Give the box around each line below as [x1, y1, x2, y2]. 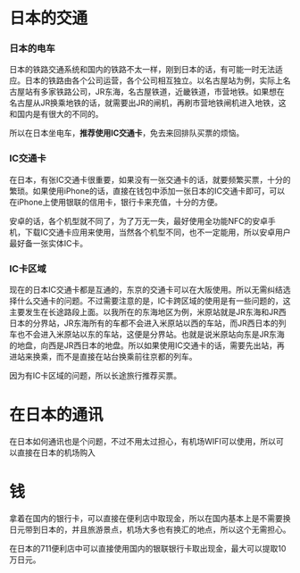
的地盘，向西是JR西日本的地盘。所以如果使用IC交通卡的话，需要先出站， [9, 340, 277, 351]
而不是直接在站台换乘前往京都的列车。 [55, 352, 197, 362]
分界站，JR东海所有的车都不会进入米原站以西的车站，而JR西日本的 [32, 318, 279, 328]
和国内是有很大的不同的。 [9, 109, 104, 120]
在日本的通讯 [9, 405, 104, 425]
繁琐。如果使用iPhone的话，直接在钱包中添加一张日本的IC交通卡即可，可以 [9, 185, 286, 196]
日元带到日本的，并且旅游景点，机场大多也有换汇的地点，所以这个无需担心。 [9, 524, 291, 535]
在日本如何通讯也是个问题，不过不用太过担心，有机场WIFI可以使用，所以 [9, 436, 277, 447]
